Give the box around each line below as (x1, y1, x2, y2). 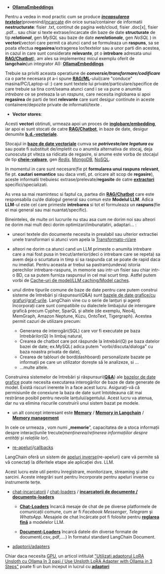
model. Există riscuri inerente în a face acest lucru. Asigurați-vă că (5, 384, 140, 390)
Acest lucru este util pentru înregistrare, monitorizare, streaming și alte (5, 469, 148, 475)
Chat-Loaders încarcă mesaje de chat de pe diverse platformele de (19, 504, 157, 509)
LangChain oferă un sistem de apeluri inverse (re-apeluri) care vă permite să (5, 454, 159, 460)
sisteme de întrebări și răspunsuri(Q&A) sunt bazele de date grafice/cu (12, 292, 156, 298)
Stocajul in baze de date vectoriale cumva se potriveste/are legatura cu (5, 141, 154, 147)
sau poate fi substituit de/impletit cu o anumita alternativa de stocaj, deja (5, 146, 153, 152)
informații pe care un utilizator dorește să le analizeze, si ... (19, 359, 139, 365)
